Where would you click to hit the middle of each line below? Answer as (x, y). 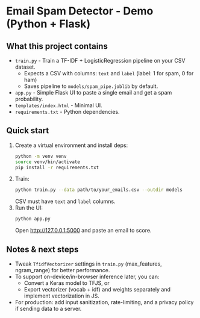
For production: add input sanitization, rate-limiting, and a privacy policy (104, 302)
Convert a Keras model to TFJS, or (67, 283)
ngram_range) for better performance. (62, 270)
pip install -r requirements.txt (57, 167)
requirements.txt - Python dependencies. (67, 112)
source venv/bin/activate (47, 162)
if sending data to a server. (48, 309)
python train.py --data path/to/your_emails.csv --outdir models (98, 190)
